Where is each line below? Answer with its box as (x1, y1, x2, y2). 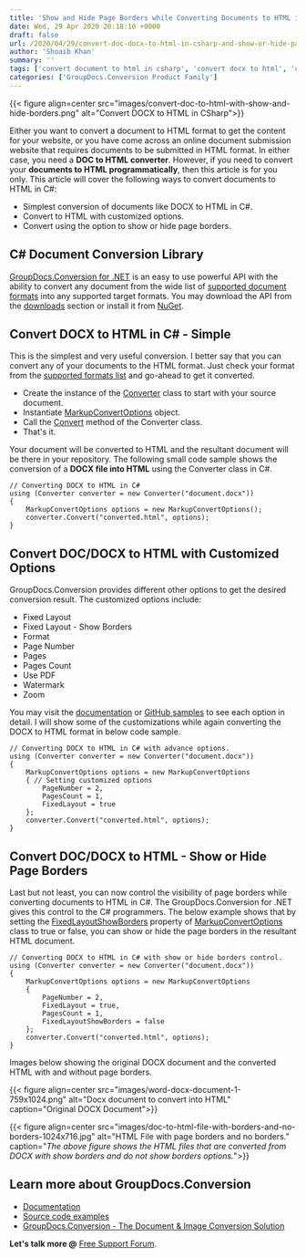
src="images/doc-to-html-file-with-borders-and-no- (97, 1121, 296, 1132)
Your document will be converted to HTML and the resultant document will (9, 444, 289, 455)
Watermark (22, 680, 66, 691)
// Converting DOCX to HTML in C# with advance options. (9, 744, 230, 754)
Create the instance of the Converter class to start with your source (22, 388, 276, 399)
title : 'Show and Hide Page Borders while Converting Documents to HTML (9, 13, 291, 23)
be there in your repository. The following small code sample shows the (9, 453, 278, 465)
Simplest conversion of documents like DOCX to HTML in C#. (22, 201, 253, 212)
